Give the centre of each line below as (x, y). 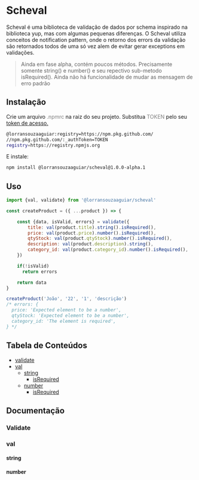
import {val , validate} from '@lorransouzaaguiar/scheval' (81, 200)
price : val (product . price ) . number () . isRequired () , (92, 233)
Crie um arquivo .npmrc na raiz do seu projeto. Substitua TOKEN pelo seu (97, 116)
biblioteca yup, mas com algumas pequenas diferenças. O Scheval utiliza (96, 33)
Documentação (35, 411)
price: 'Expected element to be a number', (66, 310)
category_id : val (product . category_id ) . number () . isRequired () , (108, 250)
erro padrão (36, 83)
